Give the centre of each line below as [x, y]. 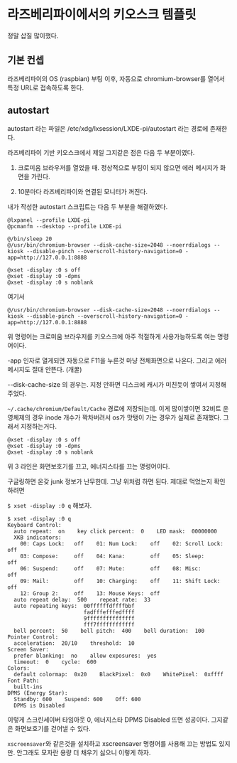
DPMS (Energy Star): [38, 693]
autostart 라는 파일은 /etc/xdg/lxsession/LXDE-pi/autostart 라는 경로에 [108, 128]
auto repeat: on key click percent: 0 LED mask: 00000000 [116, 531]
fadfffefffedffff [109, 612]
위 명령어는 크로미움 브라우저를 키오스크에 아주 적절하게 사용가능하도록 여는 [112, 336]
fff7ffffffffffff [109, 624]
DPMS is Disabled [39, 705]
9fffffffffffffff [109, 618]
